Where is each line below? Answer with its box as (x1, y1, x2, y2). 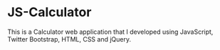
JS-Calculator (7, 4, 92, 20)
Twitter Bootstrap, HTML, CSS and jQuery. (7, 35, 132, 43)
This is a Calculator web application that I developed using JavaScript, (7, 27, 214, 36)
